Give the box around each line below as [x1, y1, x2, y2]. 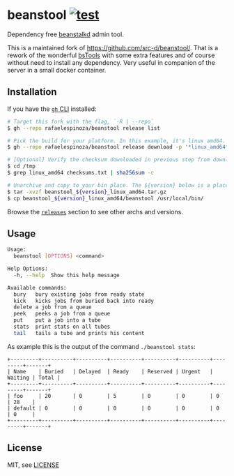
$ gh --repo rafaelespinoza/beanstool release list [7, 124, 160, 132]
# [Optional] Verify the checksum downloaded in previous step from [7, 156, 210, 163]
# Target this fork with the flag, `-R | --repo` [7, 118, 155, 125]
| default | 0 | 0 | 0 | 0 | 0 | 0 [7, 405, 219, 412]
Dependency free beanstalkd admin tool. [7, 30, 124, 38]
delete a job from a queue [13, 304, 92, 311]
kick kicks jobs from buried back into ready [13, 297, 155, 304]
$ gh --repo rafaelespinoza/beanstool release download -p [7, 144, 182, 151]
